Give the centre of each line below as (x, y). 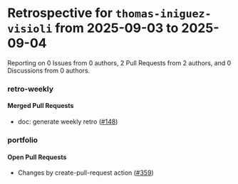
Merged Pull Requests (41, 106)
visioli (30, 29)
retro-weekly (31, 89)
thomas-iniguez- (163, 14)
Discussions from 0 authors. (49, 70)
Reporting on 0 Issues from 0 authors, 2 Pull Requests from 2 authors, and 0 (119, 63)
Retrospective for (60, 13)
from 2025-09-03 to (117, 28)
